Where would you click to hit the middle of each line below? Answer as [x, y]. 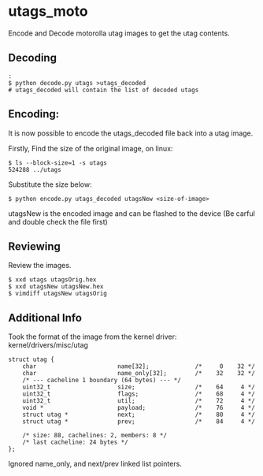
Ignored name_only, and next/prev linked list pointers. [95, 464]
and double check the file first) [58, 221]
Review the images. [40, 266]
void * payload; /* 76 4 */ [139, 408]
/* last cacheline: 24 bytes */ [75, 443]
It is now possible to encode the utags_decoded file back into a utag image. [131, 133]
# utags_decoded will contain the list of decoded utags [104, 90]
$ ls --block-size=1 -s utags [58, 163]
